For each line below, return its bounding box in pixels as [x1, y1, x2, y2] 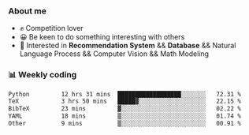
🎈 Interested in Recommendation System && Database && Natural [19, 41, 236, 51]
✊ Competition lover [19, 24, 84, 33]
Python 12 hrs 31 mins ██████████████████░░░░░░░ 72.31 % [8, 90, 242, 98]
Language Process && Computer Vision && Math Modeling [19, 49, 210, 58]
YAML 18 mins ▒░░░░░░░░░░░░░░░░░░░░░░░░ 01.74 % [8, 112, 242, 120]
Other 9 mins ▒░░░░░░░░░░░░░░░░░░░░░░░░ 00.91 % [8, 120, 242, 128]
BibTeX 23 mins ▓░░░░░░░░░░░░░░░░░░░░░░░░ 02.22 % [8, 105, 242, 113]
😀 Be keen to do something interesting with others [19, 32, 185, 42]
